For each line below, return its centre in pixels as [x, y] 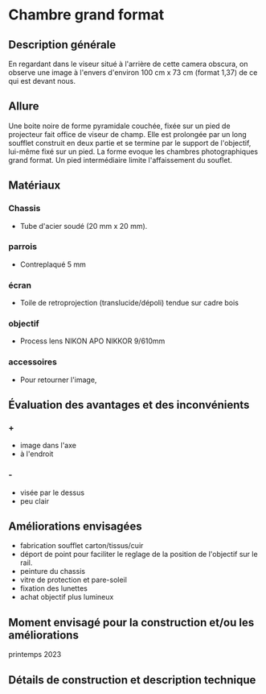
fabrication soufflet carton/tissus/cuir [82, 546]
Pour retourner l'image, [58, 380]
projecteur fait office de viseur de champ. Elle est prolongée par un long [127, 134]
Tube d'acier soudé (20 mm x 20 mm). [84, 226]
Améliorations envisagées [75, 527]
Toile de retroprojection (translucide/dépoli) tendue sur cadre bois [129, 303]
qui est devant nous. [42, 81]
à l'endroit [37, 454]
